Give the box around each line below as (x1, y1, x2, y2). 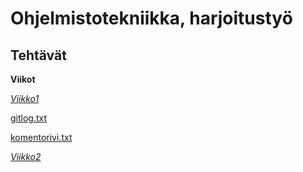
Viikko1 (10, 93, 40, 104)
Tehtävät (10, 47, 67, 64)
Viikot (10, 73, 36, 85)
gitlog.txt (10, 112, 48, 124)
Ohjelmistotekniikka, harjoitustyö (10, 7, 293, 30)
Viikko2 (10, 151, 42, 162)
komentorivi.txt (10, 132, 73, 143)
